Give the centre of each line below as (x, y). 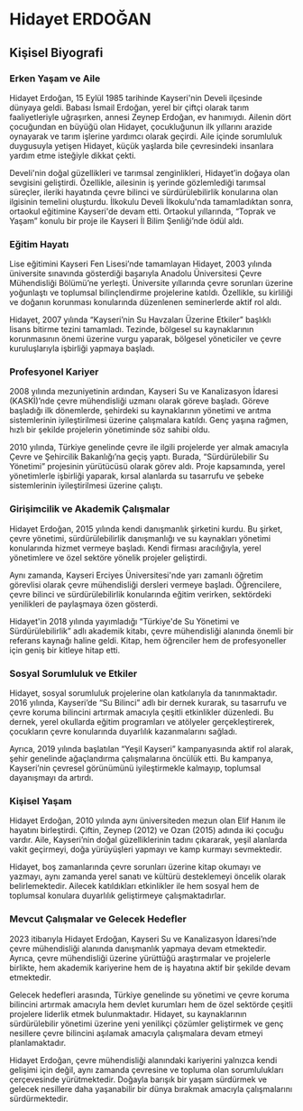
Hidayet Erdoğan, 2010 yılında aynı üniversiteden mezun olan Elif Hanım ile (148, 820)
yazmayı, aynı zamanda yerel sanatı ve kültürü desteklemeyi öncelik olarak (148, 876)
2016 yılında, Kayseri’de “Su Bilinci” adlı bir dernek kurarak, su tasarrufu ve (148, 703)
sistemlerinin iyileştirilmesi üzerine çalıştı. (86, 486)
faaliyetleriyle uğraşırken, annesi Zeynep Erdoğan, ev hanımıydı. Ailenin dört (150, 116)
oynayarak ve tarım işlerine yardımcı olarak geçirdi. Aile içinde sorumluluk (146, 136)
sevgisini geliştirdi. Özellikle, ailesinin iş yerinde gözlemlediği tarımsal (138, 182)
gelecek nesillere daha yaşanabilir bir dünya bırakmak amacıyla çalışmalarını (151, 1088)
